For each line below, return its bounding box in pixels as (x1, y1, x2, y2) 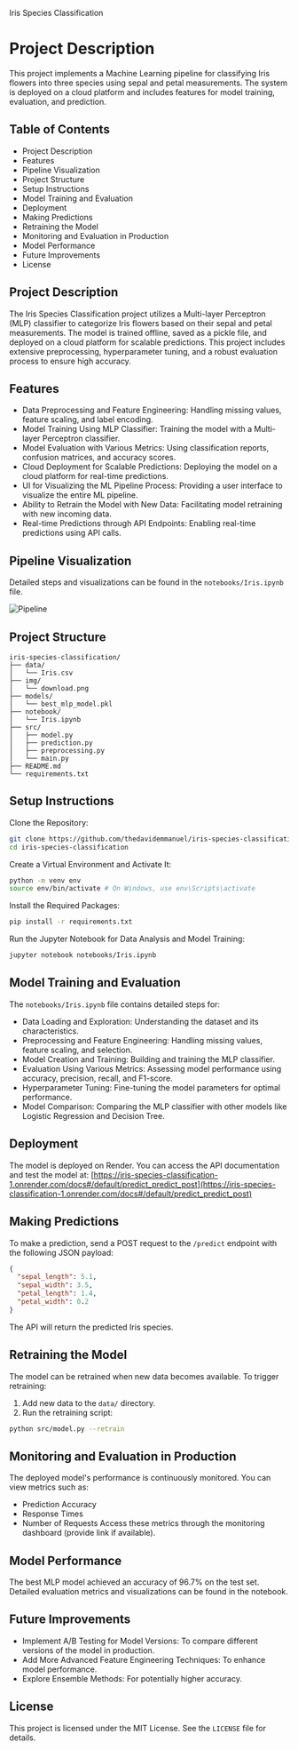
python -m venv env (9, 875, 82, 885)
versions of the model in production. (21, 1644, 155, 1656)
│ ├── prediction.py (9, 739, 93, 747)
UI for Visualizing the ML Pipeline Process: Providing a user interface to (21, 480, 283, 491)
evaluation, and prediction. (9, 96, 106, 107)
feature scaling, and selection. (21, 1044, 133, 1055)
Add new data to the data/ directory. (21, 1397, 156, 1408)
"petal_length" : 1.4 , (17, 1289, 98, 1299)
